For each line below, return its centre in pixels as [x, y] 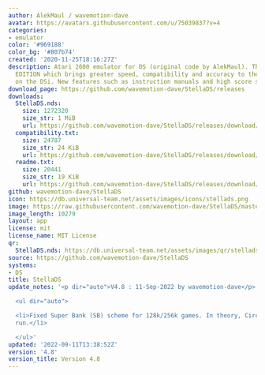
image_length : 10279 [42, 214]
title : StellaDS [35, 280]
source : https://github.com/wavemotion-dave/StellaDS [99, 257]
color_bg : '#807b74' [42, 52]
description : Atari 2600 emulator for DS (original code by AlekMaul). [128, 67]
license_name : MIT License [52, 236]
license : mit [30, 229]
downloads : [26, 96]
